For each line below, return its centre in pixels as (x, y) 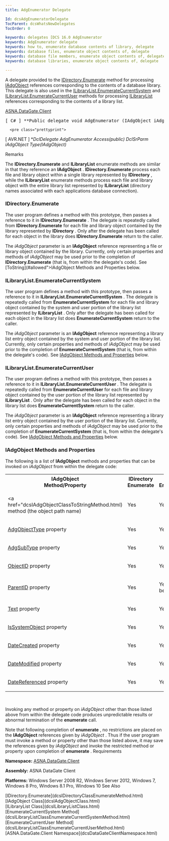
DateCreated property (34, 645)
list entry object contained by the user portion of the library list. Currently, (81, 421)
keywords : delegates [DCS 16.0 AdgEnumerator (54, 38)
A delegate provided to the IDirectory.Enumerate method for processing (79, 80)
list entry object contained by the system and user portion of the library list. (83, 339)
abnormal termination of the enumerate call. (51, 720)
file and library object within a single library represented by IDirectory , (79, 175)
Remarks (14, 154)
